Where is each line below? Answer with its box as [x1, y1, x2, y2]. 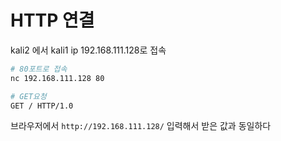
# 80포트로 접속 [10, 64, 68, 74]
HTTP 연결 [10, 9, 95, 32]
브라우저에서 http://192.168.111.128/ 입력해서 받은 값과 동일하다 [10, 120, 272, 132]
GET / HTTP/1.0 [10, 101, 74, 111]
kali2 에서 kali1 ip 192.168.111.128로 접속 [10, 44, 167, 56]
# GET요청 [10, 91, 47, 101]
